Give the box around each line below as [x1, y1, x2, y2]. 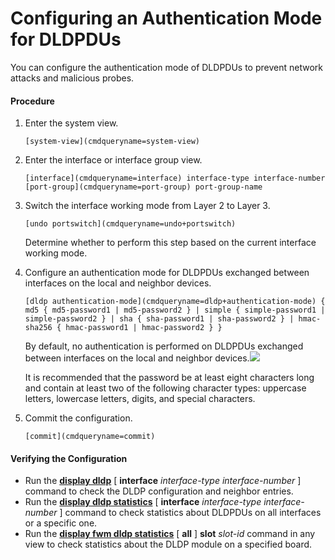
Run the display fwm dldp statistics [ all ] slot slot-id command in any [24, 528, 316, 540]
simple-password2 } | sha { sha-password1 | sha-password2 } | [24, 314, 295, 324]
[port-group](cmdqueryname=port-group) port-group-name [24, 182, 263, 192]
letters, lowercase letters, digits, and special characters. [24, 393, 256, 405]
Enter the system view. [24, 117, 119, 129]
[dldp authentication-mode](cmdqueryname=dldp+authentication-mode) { [24, 297, 326, 307]
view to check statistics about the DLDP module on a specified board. [24, 538, 313, 551]
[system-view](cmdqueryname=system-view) [24, 137, 200, 147]
